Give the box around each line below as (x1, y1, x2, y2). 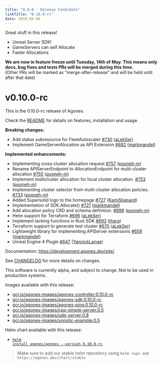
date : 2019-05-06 (5, 16, 41, 21)
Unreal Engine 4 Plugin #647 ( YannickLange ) (12, 239, 104, 245)
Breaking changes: (5, 127, 45, 133)
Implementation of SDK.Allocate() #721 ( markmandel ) (12, 202, 120, 208)
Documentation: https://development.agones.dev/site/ (5, 248, 114, 254)
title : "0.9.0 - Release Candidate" (5, 7, 80, 12)
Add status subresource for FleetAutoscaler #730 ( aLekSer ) (12, 137, 134, 143)
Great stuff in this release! (5, 30, 57, 36)
